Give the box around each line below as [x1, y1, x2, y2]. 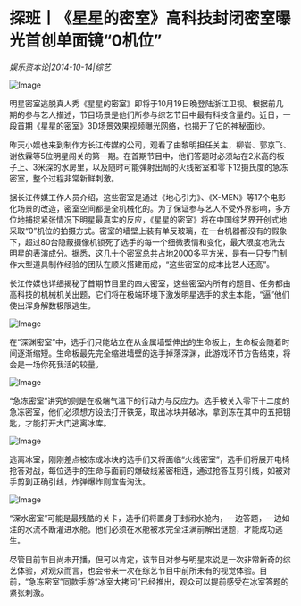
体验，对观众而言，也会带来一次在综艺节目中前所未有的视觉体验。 [16, 565, 260, 576]
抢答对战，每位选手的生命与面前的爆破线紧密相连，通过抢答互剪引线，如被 [9, 465, 283, 476]
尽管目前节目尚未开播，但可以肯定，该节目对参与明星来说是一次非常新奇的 [9, 553, 283, 564]
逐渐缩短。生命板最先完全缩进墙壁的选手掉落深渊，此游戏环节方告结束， [16, 348, 283, 358]
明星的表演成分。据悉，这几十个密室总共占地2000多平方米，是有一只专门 [9, 248, 280, 258]
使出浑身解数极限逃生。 [9, 300, 96, 311]
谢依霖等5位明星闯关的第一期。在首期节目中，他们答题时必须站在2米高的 [9, 150, 277, 161]
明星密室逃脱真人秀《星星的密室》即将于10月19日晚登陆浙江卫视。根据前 [9, 97, 276, 108]
